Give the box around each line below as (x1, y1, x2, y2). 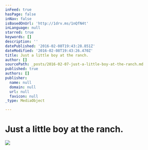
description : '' (5, 39, 38, 44)
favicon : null (9, 94, 38, 99)
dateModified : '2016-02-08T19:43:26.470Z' (5, 48, 93, 53)
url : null (9, 89, 29, 94)
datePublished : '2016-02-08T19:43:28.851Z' (5, 44, 96, 49)
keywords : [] (5, 35, 32, 40)
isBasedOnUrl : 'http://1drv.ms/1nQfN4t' (5, 21, 89, 26)
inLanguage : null (5, 25, 41, 30)
